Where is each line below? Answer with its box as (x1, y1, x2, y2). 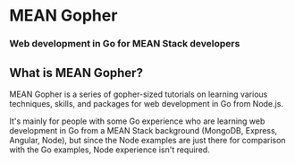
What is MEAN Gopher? (9, 65, 143, 81)
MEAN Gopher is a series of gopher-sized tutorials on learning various (9, 89, 268, 99)
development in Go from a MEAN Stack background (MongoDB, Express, (9, 125, 278, 135)
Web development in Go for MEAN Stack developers (9, 38, 240, 50)
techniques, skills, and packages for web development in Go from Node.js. (9, 98, 284, 108)
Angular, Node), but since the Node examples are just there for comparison (9, 134, 286, 145)
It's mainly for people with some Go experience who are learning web (9, 116, 265, 126)
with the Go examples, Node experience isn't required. (9, 144, 210, 155)
